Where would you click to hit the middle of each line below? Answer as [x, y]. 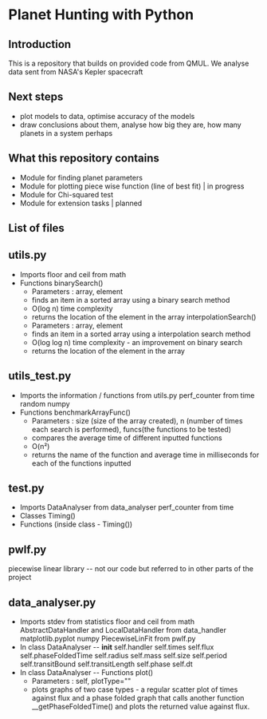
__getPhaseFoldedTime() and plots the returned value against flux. [141, 707]
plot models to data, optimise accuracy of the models [107, 116]
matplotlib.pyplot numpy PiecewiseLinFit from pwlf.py [108, 639]
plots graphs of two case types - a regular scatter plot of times [135, 689]
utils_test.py [40, 376]
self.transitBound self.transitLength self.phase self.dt [106, 664]
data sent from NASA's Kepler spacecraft [76, 72]
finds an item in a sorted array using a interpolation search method [141, 334]
